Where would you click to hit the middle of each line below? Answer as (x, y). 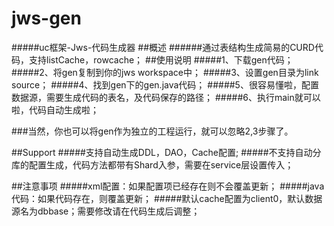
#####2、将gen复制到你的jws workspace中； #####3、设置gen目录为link (165, 72)
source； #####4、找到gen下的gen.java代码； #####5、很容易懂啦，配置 (165, 84)
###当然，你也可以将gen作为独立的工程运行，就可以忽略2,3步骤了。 (152, 131)
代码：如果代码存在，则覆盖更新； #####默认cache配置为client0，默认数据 (167, 198)
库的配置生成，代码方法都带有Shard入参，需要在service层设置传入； (152, 164)
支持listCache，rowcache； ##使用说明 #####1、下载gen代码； (161, 59)
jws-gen (46, 18)
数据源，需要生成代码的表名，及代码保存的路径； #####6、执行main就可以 (166, 97)
